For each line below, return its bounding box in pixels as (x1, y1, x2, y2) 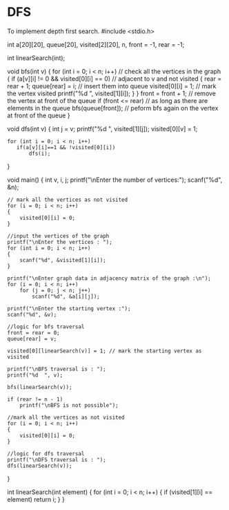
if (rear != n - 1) (7, 395, 63, 403)
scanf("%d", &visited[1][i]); (19, 256, 107, 263)
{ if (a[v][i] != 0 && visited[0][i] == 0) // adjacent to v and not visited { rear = (7, 74, 222, 83)
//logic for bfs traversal (7, 323, 85, 330)
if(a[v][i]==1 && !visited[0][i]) (16, 144, 116, 151)
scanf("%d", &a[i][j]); (32, 293, 100, 300)
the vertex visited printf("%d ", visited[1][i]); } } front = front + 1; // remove (7, 89, 216, 97)
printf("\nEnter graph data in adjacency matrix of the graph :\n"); (7, 274, 212, 282)
